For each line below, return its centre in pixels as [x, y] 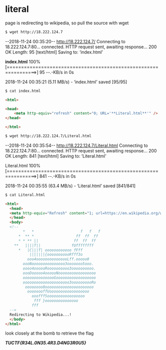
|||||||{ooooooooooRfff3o [56, 255]
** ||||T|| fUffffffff [54, 245]
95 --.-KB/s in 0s [57, 72]
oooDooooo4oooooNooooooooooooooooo [60, 273]
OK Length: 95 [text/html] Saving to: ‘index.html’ [54, 52]
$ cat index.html [23, 91]
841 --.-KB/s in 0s [58, 176]
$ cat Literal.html [25, 195]
